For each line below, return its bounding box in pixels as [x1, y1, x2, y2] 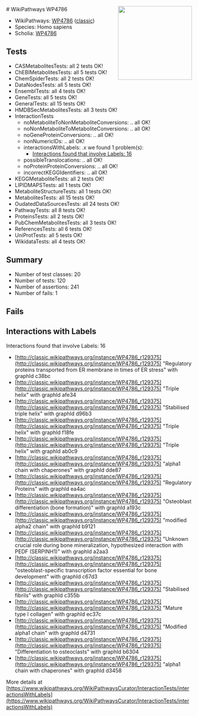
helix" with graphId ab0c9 [14, 448, 78, 455]
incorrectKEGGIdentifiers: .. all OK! [23, 169, 108, 176]
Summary [6, 255, 43, 265]
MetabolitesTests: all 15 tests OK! [14, 194, 95, 201]
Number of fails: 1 [14, 289, 58, 297]
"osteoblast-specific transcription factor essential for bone [14, 566, 157, 574]
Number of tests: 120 [14, 277, 66, 284]
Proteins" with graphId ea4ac [14, 485, 86, 492]
